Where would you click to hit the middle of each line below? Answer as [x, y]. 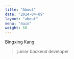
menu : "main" [18, 23]
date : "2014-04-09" [25, 14]
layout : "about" [22, 19]
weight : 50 [16, 28]
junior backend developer [43, 52]
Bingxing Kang [20, 42]
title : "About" [21, 10]
